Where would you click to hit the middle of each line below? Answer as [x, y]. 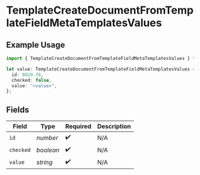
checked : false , [32, 80]
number [47, 138]
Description [114, 126]
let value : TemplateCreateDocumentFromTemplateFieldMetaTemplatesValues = [101, 69]
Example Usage [36, 45]
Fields [18, 109]
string [45, 162]
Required [78, 126]
